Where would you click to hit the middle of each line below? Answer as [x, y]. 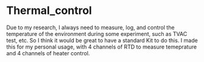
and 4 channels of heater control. [48, 53]
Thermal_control [49, 11]
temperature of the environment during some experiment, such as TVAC [97, 33]
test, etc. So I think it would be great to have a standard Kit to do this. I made [102, 40]
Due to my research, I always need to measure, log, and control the [90, 27]
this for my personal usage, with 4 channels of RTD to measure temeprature [101, 47]
